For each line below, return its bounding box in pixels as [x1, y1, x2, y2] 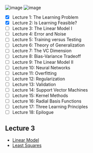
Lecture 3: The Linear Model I [12, 25, 72, 32]
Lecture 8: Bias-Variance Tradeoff [12, 53, 81, 59]
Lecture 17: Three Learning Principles [12, 104, 88, 109]
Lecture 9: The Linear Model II [12, 59, 74, 65]
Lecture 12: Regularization [12, 76, 65, 82]
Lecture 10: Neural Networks [12, 64, 70, 70]
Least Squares [12, 142, 42, 148]
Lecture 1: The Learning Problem [12, 14, 79, 20]
